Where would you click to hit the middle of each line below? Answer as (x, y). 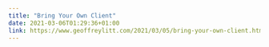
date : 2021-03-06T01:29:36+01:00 (64, 23)
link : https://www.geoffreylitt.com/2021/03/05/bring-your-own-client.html (137, 30)
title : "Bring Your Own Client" (62, 16)
